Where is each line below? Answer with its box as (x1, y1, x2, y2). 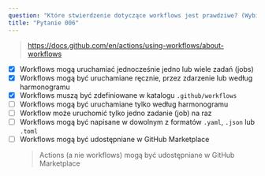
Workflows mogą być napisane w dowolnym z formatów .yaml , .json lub (19, 117, 255, 126)
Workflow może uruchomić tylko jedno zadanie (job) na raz (19, 108, 212, 118)
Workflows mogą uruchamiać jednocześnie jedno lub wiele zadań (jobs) (19, 64, 254, 73)
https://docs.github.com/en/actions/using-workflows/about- (27, 40, 225, 50)
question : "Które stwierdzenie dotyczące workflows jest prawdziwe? (8, 11, 238, 20)
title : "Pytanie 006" (8, 19, 80, 27)
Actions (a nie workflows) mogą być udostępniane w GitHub (39, 150, 235, 159)
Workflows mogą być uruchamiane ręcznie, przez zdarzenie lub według (19, 73, 253, 83)
